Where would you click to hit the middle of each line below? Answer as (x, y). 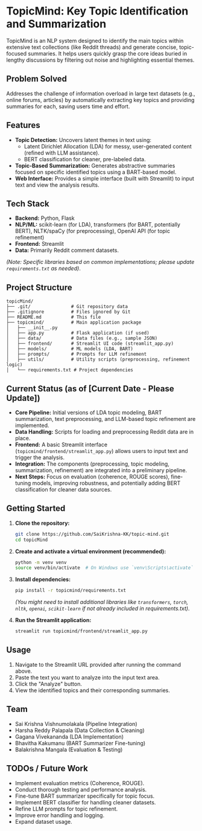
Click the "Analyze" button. (49, 684)
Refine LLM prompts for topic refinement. (66, 809)
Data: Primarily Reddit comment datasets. (67, 250)
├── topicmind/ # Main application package (74, 322)
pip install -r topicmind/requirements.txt (71, 591)
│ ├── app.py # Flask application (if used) (78, 333)
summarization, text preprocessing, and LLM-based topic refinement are (105, 419)
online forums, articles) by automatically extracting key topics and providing (100, 100)
